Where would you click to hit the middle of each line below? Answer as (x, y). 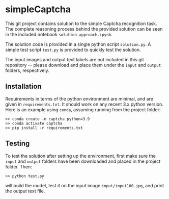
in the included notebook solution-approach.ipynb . (59, 34)
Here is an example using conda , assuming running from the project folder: (83, 109)
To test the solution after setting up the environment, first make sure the (81, 156)
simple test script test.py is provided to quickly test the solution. (73, 49)
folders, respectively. (27, 70)
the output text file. (25, 191)
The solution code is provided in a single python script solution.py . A (78, 44)
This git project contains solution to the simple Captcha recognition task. (81, 23)
